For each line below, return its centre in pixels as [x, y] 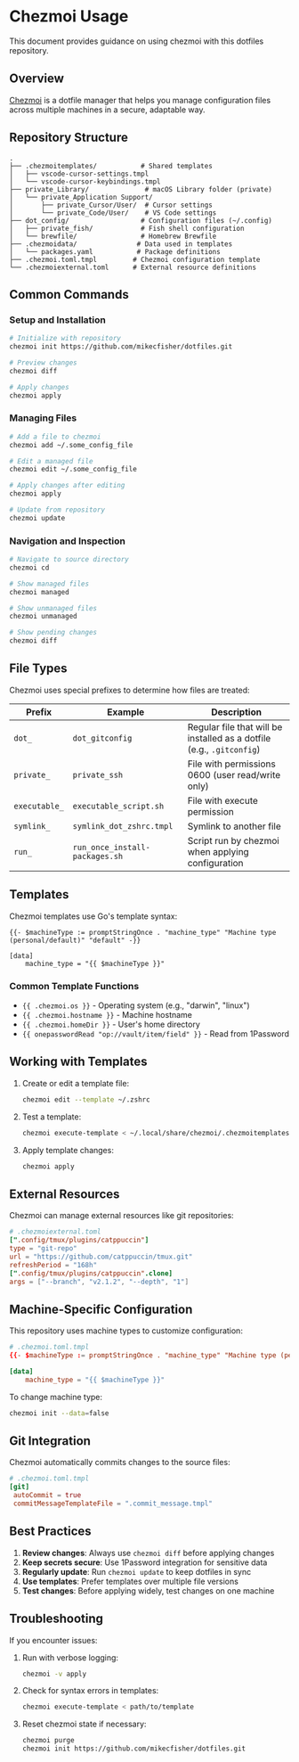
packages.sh [98, 856]
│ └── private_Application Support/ [81, 197]
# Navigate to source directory [69, 560]
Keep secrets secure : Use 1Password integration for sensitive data [145, 1562]
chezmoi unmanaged [43, 617]
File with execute [222, 800]
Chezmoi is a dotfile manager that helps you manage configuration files [140, 100]
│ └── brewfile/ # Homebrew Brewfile [113, 236]
